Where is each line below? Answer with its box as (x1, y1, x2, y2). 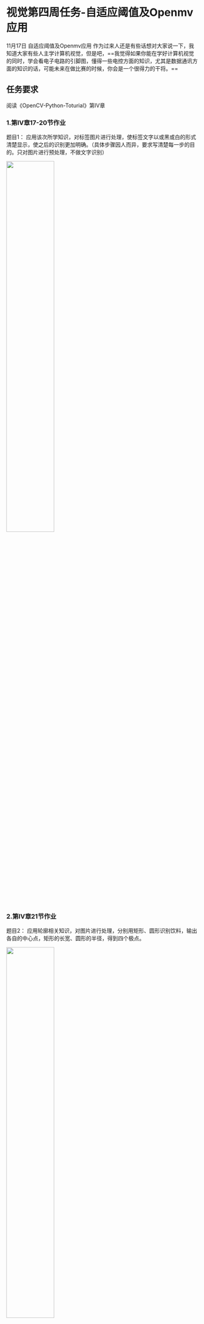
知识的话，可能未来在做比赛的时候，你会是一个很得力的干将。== (16, 64, 178, 72)
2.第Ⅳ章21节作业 (6, 912, 56, 921)
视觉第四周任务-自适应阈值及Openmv (6, 5, 194, 19)
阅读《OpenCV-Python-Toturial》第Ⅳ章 (6, 102, 105, 109)
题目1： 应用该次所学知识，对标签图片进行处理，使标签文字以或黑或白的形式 (6, 133, 196, 141)
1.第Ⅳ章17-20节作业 (6, 118, 66, 127)
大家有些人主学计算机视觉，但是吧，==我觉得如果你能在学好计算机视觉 (16, 49, 194, 57)
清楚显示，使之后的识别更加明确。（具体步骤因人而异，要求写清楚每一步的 (6, 141, 190, 148)
